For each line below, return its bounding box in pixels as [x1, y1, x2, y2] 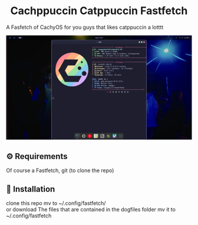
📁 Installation [6, 184, 55, 194]
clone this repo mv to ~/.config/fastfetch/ [6, 200, 106, 207]
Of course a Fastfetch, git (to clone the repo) [6, 167, 114, 174]
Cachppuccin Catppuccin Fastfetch [10, 4, 188, 18]
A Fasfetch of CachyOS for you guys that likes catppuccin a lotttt [6, 24, 164, 31]
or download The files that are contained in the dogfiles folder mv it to [6, 206, 176, 213]
